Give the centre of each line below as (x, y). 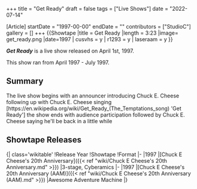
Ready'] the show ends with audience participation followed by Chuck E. (96, 115)
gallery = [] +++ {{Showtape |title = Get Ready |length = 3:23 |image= (92, 33)
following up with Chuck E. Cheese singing (59, 102)
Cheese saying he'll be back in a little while (59, 121)
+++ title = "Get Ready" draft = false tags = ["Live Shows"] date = (87, 9)
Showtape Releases (44, 140)
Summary (25, 81)
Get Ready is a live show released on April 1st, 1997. (70, 51)
